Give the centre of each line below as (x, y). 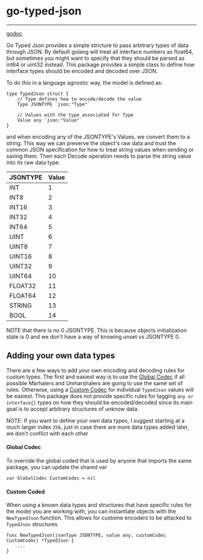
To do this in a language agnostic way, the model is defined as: (85, 82)
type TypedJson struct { (37, 94)
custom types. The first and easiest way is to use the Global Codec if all (96, 377)
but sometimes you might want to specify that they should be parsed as (95, 58)
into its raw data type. (33, 162)
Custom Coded (26, 492)
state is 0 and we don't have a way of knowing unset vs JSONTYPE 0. (93, 336)
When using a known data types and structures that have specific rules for (99, 505)
